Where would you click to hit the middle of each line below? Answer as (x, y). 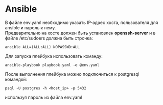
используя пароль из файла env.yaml (44, 97)
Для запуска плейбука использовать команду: (54, 56)
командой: (16, 79)
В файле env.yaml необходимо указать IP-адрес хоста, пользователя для (81, 22)
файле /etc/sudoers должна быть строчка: (49, 38)
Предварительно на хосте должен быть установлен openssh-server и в (80, 33)
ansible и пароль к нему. (31, 27)
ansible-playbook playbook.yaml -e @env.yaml (52, 65)
